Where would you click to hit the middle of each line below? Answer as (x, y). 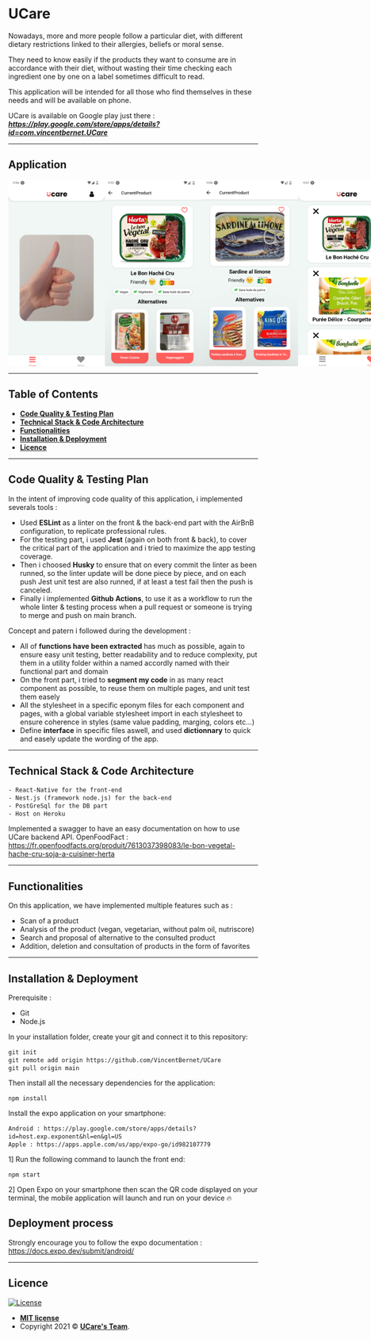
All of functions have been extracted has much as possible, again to (132, 646)
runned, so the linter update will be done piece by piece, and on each (133, 573)
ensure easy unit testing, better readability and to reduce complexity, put (138, 654)
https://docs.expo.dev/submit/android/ (71, 1251)
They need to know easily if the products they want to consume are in (122, 59)
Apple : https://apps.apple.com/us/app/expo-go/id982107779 (110, 1145)
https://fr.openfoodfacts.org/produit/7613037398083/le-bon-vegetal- (122, 846)
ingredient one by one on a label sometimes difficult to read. (106, 76)
